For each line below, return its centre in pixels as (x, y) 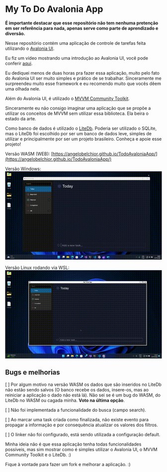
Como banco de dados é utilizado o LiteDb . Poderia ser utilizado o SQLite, (81, 128)
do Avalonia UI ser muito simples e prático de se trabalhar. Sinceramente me (83, 78)
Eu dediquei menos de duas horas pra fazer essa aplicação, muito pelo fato (83, 73)
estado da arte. (21, 118)
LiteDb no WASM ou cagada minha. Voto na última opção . (65, 400)
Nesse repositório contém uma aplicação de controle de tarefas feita (76, 43)
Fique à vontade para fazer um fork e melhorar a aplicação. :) (68, 464)
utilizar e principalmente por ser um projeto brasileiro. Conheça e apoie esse (83, 139)
